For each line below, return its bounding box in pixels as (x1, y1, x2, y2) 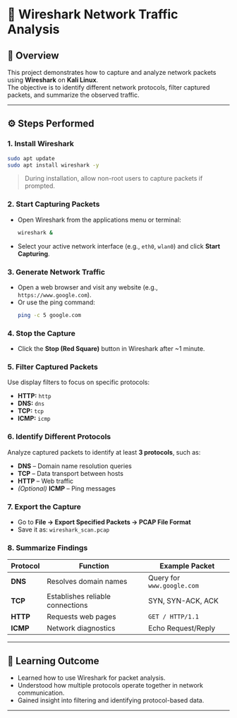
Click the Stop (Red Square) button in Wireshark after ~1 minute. (17, 345, 205, 353)
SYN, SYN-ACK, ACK (147, 596, 219, 606)
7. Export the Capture (7, 501, 81, 511)
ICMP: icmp (17, 414, 51, 423)
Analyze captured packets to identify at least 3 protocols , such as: (7, 448, 201, 456)
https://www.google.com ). (17, 290, 92, 299)
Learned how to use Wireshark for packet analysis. (17, 674, 166, 682)
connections (47, 600, 88, 610)
